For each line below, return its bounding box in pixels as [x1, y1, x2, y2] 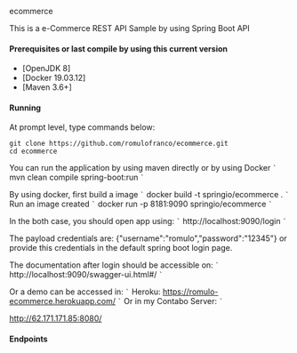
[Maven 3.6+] [21, 82, 73, 92]
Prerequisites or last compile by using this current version [9, 43, 229, 54]
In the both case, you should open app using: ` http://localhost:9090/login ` [9, 216, 287, 227]
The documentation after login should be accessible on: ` [9, 260, 220, 270]
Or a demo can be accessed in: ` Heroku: [9, 286, 162, 297]
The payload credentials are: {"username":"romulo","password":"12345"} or [9, 233, 287, 244]
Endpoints [9, 333, 48, 344]
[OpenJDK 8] [21, 63, 71, 74]
